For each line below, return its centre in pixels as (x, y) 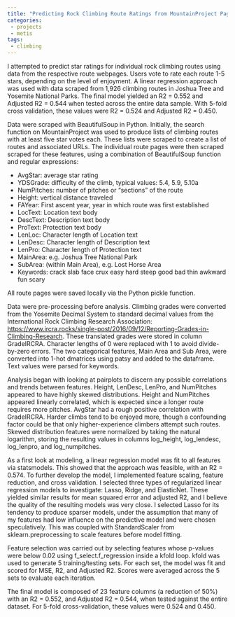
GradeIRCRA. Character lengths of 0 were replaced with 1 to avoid (102, 344)
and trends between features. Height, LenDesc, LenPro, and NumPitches (112, 387)
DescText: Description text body (64, 220)
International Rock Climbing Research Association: (80, 321)
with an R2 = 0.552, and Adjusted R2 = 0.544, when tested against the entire (117, 599)
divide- (209, 344)
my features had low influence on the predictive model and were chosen (112, 520)
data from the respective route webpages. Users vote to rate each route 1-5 (116, 74)
